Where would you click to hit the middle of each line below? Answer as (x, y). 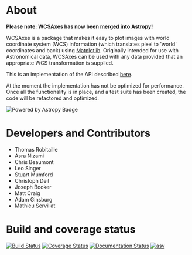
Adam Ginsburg (33, 199)
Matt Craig (27, 193)
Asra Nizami (29, 156)
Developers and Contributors (78, 133)
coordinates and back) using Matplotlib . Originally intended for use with (92, 50)
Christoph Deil (32, 180)
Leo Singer (28, 168)
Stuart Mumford (34, 175)
